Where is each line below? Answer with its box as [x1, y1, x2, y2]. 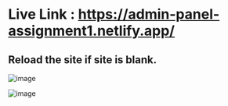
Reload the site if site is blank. [8, 53, 157, 66]
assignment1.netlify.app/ [8, 22, 175, 40]
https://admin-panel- [78, 5, 220, 23]
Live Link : [8, 5, 76, 23]
